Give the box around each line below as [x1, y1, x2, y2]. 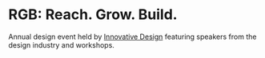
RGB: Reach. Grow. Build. [8, 6, 178, 24]
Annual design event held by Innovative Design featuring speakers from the [8, 32, 257, 41]
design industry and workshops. [8, 40, 114, 49]
